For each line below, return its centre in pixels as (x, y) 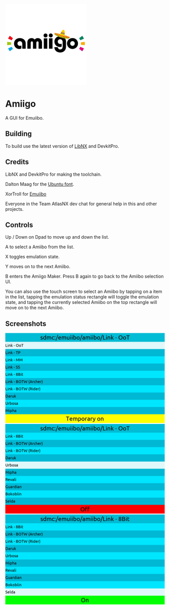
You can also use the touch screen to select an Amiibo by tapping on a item (84, 292)
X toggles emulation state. (32, 257)
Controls (19, 225)
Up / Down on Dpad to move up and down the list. (57, 237)
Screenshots (26, 323)
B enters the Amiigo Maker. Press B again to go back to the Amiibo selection (84, 276)
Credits (17, 162)
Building (18, 134)
